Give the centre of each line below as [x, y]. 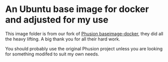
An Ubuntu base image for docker [77, 9]
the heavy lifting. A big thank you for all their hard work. [63, 39]
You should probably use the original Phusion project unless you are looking [84, 48]
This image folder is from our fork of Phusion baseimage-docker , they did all [84, 33]
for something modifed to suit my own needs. [52, 54]
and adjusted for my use [57, 20]
